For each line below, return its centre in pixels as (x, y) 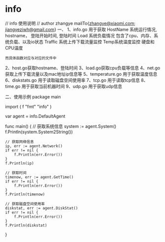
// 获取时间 (16, 173)
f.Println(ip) (20, 163)
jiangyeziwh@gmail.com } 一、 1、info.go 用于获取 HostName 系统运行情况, (81, 29)
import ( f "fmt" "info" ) (28, 106)
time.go (13, 86)
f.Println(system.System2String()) (39, 132)
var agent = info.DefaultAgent (35, 116)
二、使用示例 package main (33, 96)
